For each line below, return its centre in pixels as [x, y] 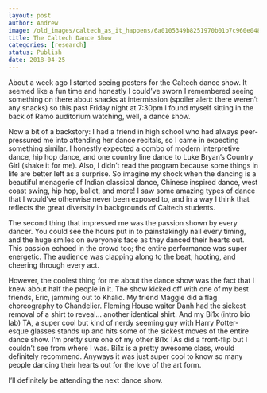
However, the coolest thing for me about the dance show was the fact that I [132, 280]
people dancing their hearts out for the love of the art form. [105, 364]
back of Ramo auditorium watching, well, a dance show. [99, 116]
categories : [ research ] [48, 45]
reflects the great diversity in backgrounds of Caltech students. [112, 207]
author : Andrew [33, 23]
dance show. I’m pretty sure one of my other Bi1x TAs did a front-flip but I [128, 339]
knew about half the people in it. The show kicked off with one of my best [128, 289]
